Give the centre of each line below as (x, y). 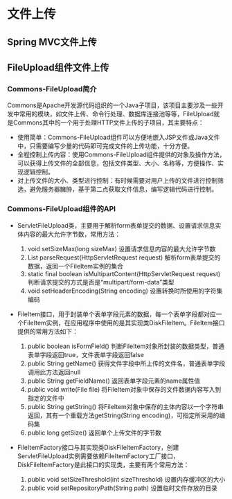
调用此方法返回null (54, 372)
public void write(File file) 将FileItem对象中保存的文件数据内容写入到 (124, 389)
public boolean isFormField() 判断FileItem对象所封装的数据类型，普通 (126, 346)
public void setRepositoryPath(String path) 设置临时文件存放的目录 (123, 488)
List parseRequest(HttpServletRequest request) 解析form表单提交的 (124, 257)
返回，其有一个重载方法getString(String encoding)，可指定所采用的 (123, 415)
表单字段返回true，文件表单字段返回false (86, 354)
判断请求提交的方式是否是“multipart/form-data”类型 (101, 282)
